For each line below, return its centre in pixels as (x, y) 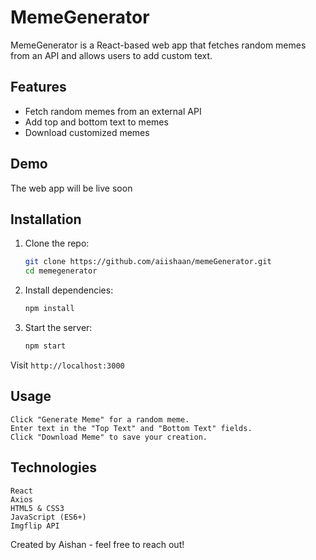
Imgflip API (35, 526)
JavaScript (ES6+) (48, 517)
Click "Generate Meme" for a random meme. (100, 419)
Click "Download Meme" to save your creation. (109, 437)
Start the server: (58, 327)
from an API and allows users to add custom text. (111, 55)
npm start (45, 346)
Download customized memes (87, 132)
